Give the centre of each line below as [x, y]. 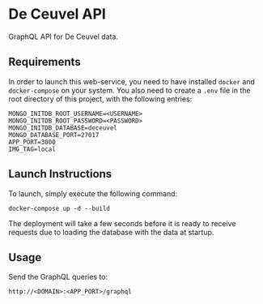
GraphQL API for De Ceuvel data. [64, 36]
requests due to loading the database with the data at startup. [111, 232]
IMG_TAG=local [32, 149]
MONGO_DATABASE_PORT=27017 [54, 135]
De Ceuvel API [57, 14]
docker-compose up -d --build [59, 208]
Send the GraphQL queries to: [58, 277]
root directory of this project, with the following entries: [100, 99]
